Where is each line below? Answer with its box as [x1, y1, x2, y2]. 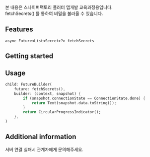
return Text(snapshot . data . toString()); [31, 100, 117, 105]
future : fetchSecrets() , [14, 86, 66, 91]
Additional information [5, 133, 76, 141]
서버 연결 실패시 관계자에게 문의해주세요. [5, 146, 83, 153]
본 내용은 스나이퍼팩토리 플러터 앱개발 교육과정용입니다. [5, 4, 113, 10]
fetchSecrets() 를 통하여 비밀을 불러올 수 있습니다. [5, 10, 103, 16]
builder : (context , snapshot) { [14, 91, 81, 96]
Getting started [5, 52, 54, 61]
